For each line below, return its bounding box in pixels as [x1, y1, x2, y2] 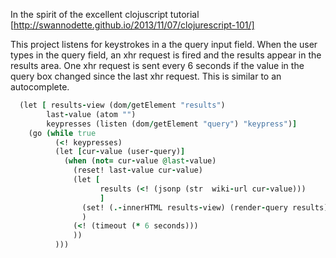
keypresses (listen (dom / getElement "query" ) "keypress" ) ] [46, 119, 298, 129]
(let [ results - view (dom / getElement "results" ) [19, 100, 226, 110]
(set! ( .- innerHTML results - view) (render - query [81, 202, 288, 213]
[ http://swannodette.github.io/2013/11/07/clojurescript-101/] [10, 19, 255, 31]
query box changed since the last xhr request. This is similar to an [10, 70, 282, 82]
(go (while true [28, 128, 97, 138]
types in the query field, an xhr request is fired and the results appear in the [10, 49, 322, 61]
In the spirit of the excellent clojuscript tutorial [10, 9, 200, 20]
